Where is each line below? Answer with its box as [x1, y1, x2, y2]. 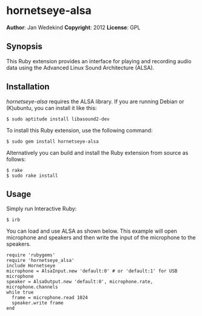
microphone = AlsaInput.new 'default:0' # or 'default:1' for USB [6, 268, 178, 274]
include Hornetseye [6, 263, 56, 269]
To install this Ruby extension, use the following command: [6, 126, 153, 134]
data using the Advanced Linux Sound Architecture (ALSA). [6, 64, 155, 71]
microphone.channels [6, 284, 59, 290]
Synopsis [6, 41, 42, 52]
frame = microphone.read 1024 [12, 295, 88, 301]
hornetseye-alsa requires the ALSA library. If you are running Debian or [6, 98, 184, 105]
